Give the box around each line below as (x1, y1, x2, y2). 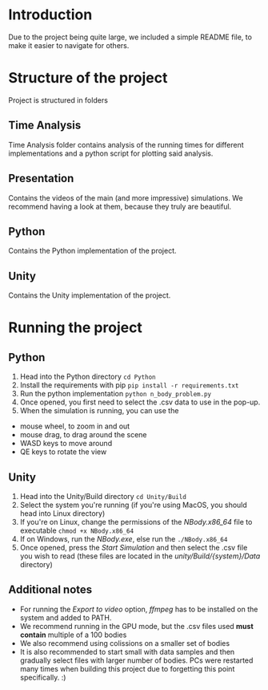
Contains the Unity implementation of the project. (8, 290, 171, 300)
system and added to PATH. (19, 612, 112, 623)
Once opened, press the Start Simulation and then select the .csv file (19, 542, 248, 552)
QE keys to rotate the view (19, 447, 107, 457)
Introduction (8, 6, 93, 24)
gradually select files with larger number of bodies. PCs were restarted (19, 655, 254, 665)
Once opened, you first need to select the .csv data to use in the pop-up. (19, 397, 261, 407)
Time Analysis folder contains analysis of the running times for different (8, 140, 244, 149)
